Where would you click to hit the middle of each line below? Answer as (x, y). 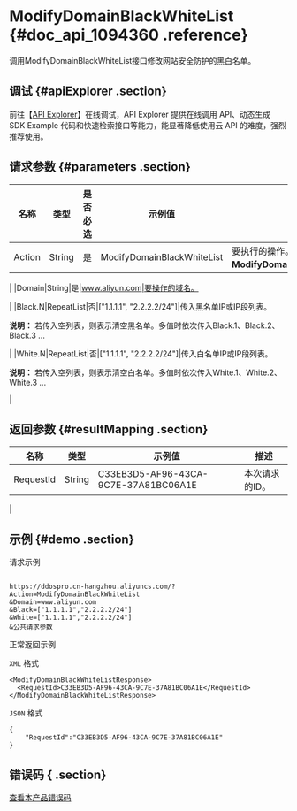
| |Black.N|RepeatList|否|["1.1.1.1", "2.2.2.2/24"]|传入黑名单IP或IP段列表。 (141, 306)
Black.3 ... (27, 335)
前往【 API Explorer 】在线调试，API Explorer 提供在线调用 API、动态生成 (140, 114)
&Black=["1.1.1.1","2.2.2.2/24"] (71, 610)
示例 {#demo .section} (72, 539)
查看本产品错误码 (40, 797)
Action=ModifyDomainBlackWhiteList (75, 594)
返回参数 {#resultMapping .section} (109, 429)
